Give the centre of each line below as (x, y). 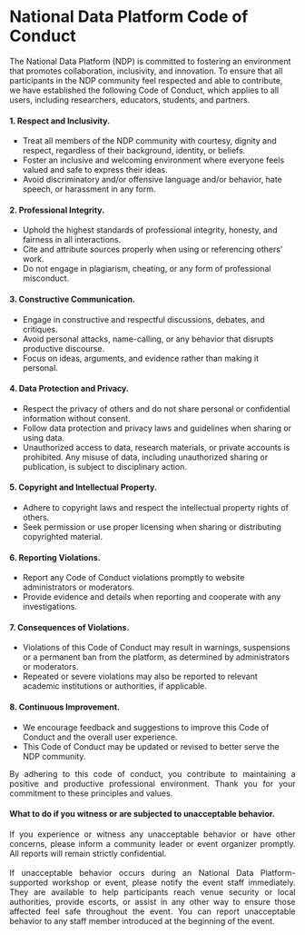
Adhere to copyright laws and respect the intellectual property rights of (155, 507)
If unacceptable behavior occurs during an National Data (132, 872)
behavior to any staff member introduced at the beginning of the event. (142, 920)
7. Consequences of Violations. (69, 627)
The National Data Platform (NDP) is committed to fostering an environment (150, 61)
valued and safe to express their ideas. (95, 170)
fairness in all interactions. (72, 240)
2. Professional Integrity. (57, 210)
